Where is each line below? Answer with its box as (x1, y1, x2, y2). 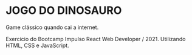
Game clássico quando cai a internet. (5, 24, 99, 31)
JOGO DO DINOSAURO (5, 4, 122, 18)
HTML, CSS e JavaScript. (5, 42, 69, 49)
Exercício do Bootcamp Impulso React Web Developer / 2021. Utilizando (5, 35, 186, 42)
